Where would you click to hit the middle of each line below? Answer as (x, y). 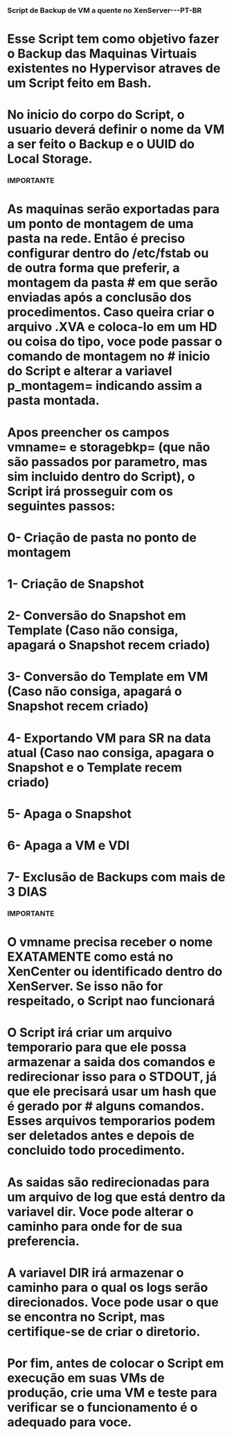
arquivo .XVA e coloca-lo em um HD (112, 327)
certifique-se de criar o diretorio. (104, 1331)
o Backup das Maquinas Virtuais (102, 54)
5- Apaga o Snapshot (69, 814)
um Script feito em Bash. (79, 83)
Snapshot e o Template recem (95, 767)
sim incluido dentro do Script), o (101, 476)
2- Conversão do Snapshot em (97, 616)
